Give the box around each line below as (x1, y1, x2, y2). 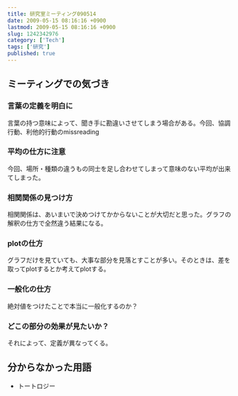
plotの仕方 (7, 238, 43, 248)
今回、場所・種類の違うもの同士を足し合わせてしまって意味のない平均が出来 (7, 164, 231, 172)
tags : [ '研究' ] (7, 43, 50, 50)
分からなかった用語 (7, 361, 92, 373)
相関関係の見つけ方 (7, 192, 73, 202)
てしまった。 (7, 173, 45, 182)
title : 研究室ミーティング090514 (7, 10, 97, 18)
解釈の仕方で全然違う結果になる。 (7, 219, 107, 228)
